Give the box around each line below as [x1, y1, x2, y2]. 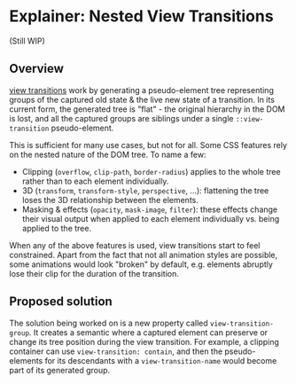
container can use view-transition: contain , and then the [9, 346, 223, 357]
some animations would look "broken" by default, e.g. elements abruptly [9, 259, 273, 270]
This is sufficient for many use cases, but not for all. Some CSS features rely [9, 139, 288, 150]
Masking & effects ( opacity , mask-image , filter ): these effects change [21, 204, 278, 215]
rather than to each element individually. [21, 176, 169, 186]
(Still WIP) [9, 35, 46, 46]
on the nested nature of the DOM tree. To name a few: [9, 149, 206, 160]
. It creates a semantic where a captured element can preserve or [28, 326, 269, 338]
